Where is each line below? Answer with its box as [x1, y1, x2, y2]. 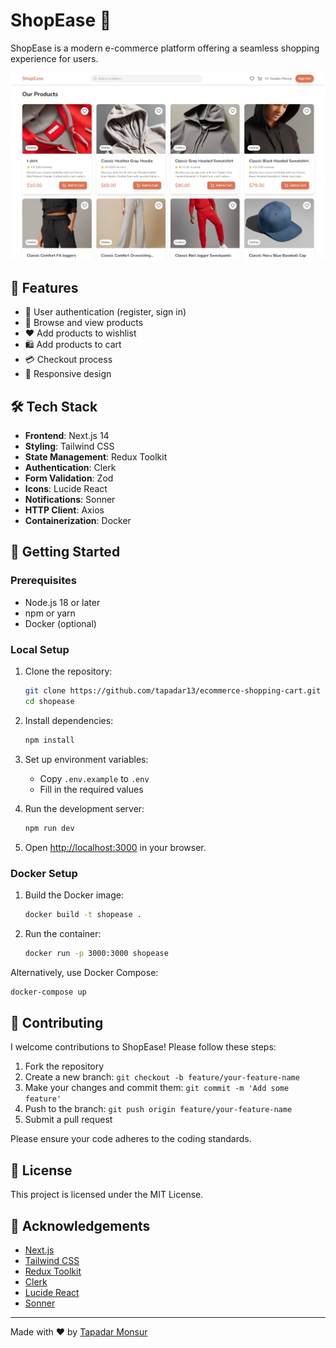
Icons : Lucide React [24, 483, 108, 495]
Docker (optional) [24, 617, 97, 629]
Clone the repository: [24, 665, 113, 678]
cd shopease [24, 696, 75, 706]
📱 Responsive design [24, 368, 112, 380]
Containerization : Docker [24, 515, 132, 527]
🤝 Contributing [10, 1014, 104, 1031]
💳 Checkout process [24, 354, 113, 366]
